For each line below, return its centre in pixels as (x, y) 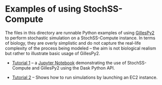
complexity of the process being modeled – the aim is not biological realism (81, 48)
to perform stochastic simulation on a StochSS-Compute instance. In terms (80, 38)
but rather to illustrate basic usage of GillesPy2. (53, 53)
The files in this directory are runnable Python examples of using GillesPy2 (80, 33)
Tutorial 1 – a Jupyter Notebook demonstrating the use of (69, 63)
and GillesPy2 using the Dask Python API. (73, 68)
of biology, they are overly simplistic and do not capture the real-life (73, 43)
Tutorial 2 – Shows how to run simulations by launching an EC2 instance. (85, 77)
